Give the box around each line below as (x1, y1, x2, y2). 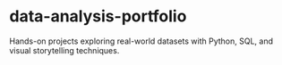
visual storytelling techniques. (9, 45, 120, 55)
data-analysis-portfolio (9, 6, 187, 27)
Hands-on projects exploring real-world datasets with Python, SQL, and (9, 36, 274, 46)
